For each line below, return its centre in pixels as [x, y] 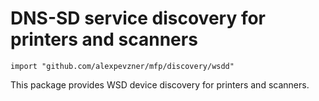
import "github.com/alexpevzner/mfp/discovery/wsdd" [122, 66]
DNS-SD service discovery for [138, 18]
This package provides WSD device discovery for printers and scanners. [160, 84]
